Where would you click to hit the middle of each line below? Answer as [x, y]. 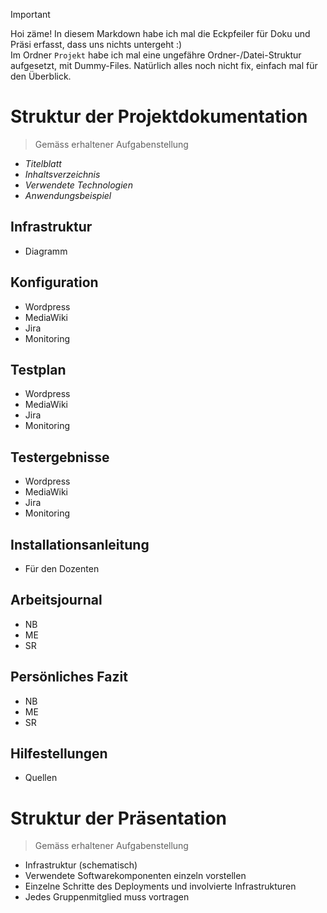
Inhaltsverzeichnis [62, 174]
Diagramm [46, 251]
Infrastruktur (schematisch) [81, 865]
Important [30, 14]
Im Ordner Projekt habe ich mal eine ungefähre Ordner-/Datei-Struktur [156, 55]
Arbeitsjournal [56, 600]
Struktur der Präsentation [119, 818]
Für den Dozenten [62, 568]
